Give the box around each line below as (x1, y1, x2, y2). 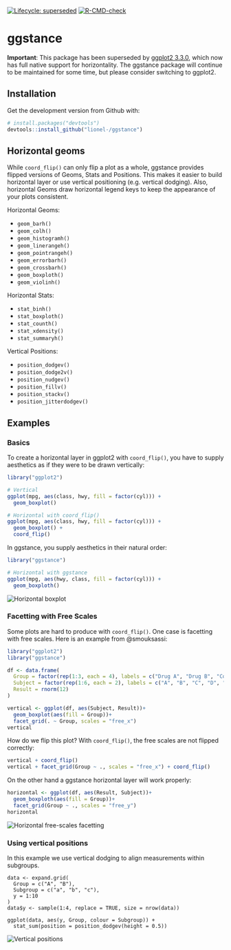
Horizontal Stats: (7, 291, 54, 300)
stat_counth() (16, 320, 58, 327)
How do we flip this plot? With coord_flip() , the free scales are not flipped (7, 736, 219, 745)
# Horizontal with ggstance (7, 569, 88, 576)
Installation (7, 88, 56, 100)
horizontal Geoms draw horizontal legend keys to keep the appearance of (7, 185, 216, 194)
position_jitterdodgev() (16, 398, 89, 406)
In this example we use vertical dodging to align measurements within (7, 854, 205, 862)
